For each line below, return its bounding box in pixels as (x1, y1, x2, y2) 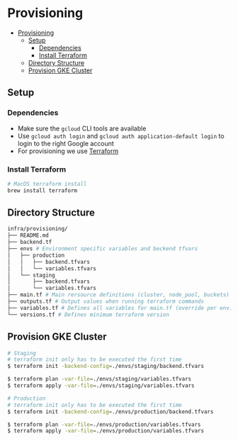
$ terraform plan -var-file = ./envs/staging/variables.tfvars (7, 376, 192, 383)
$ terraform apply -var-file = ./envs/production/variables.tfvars (7, 428, 204, 435)
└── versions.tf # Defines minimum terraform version (7, 311, 170, 318)
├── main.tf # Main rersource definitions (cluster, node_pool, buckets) (7, 291, 230, 298)
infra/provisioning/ (7, 225, 69, 233)
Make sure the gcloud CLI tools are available (17, 124, 147, 133)
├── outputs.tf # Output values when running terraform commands (7, 298, 204, 306)
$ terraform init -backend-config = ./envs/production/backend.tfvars (7, 408, 214, 415)
